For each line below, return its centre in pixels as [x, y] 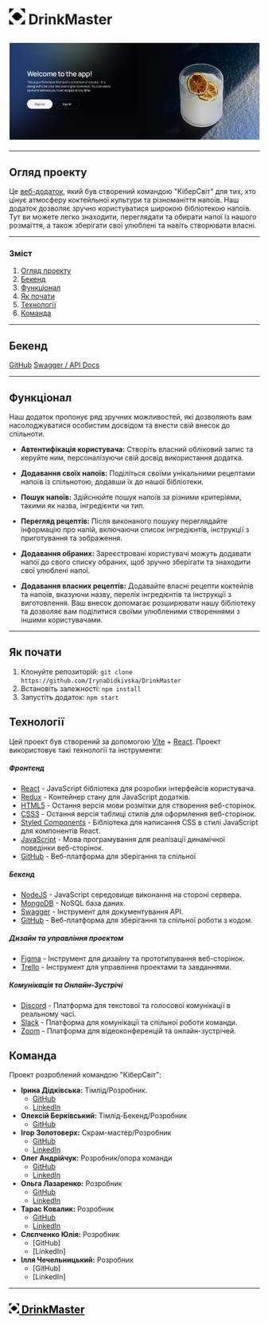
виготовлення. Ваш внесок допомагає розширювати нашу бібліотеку [138, 603]
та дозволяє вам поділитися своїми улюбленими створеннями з [130, 611]
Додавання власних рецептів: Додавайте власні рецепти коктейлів [137, 586]
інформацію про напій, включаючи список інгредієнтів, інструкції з [135, 530]
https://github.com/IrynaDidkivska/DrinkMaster [101, 681]
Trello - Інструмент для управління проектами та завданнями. [126, 966]
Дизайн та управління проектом [66, 939]
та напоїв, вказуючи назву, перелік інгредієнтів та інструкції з [126, 595]
